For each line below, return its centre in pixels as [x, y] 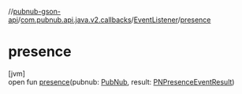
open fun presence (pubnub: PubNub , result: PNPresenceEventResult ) [121, 81]
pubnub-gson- [37, 11]
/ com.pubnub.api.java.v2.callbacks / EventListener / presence [114, 20]
